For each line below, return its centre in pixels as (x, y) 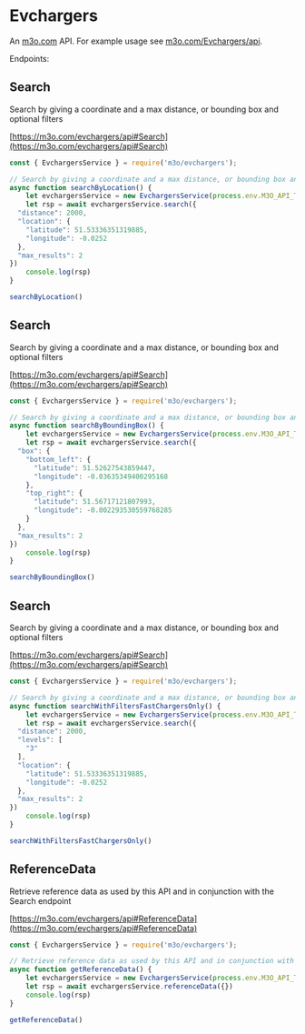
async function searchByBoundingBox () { (87, 426)
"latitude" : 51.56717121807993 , (94, 502)
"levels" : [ (40, 740)
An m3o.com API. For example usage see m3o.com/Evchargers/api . (136, 41)
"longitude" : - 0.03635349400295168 (101, 477)
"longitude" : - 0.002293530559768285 (103, 510)
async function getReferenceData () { (81, 969)
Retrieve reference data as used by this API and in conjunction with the (142, 891)
